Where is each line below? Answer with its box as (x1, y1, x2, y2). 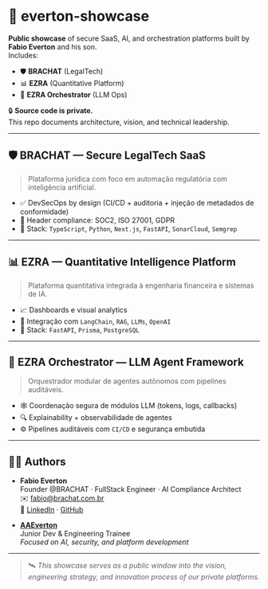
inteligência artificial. (27, 183, 97, 192)
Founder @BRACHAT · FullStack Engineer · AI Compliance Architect (19, 485, 242, 494)
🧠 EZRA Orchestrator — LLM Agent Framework (8, 355, 245, 369)
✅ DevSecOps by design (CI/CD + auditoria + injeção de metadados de (19, 198, 254, 207)
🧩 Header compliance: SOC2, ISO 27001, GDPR (19, 215, 175, 225)
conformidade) (19, 206, 69, 216)
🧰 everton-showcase (8, 7, 150, 26)
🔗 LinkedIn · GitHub (19, 505, 84, 515)
